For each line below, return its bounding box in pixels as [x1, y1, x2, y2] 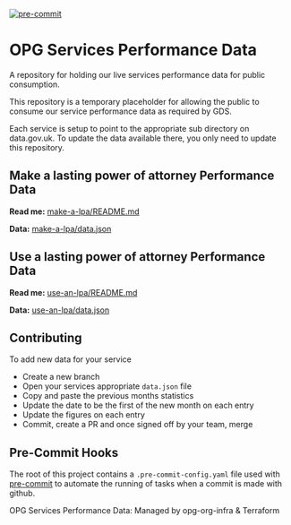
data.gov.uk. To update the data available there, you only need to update [9, 133, 277, 143]
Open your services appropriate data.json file [21, 381, 193, 392]
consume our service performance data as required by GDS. [9, 106, 233, 116]
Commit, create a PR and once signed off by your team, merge [21, 419, 253, 430]
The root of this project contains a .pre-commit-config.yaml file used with [9, 469, 280, 479]
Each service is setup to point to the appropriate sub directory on [9, 123, 250, 133]
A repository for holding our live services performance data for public [9, 69, 266, 80]
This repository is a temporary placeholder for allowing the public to [9, 96, 260, 107]
